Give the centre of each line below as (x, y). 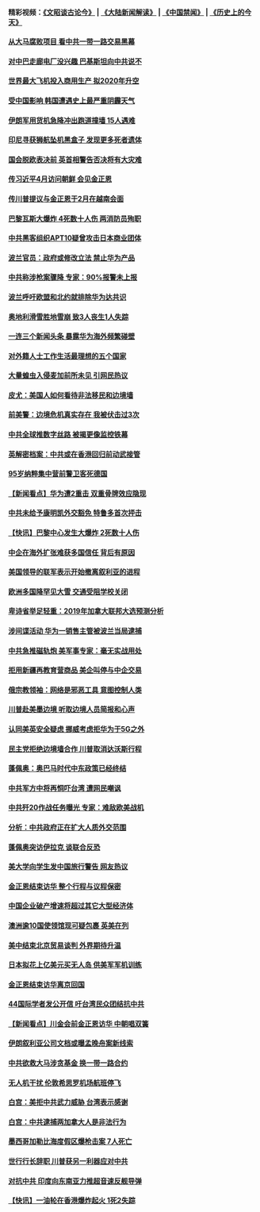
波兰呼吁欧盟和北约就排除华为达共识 (67, 297)
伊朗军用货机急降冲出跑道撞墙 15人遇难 (72, 120)
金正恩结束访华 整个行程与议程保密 (65, 886)
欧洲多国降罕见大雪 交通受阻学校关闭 (68, 591)
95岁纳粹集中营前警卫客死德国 (58, 474)
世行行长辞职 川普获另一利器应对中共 (68, 1161)
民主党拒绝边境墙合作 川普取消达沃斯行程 (75, 748)
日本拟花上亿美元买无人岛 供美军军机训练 (75, 965)
